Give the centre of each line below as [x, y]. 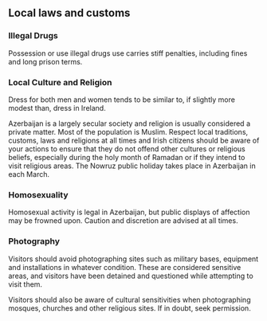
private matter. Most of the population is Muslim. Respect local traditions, [128, 131]
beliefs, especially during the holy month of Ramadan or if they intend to [127, 157]
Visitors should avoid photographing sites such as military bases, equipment [133, 259]
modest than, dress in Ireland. [57, 108]
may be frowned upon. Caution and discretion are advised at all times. [123, 221]
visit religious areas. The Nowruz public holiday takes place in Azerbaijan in [132, 166]
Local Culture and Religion [60, 82]
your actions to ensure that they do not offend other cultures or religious [127, 149]
